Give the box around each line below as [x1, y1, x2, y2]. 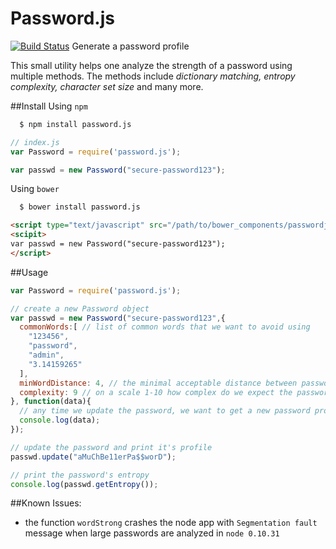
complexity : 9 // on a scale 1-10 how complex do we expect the [19, 387, 293, 397]
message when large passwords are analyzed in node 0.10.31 [24, 527, 280, 539]
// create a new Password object [10, 303, 150, 314]
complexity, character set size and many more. [10, 80, 204, 92]
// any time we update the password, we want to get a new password [19, 406, 311, 416]
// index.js [10, 137, 60, 147]
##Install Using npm [10, 100, 88, 112]
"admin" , [28, 350, 65, 361]
